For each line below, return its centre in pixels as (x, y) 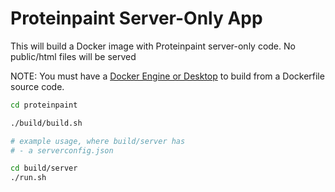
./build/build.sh (46, 123)
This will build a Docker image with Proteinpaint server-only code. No (153, 46)
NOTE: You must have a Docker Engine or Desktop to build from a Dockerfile (167, 76)
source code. (37, 86)
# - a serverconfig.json (62, 150)
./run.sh (28, 178)
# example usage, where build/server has (98, 141)
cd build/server (44, 168)
